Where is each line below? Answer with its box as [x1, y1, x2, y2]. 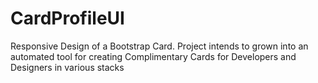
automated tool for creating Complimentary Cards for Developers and [10, 50, 297, 62]
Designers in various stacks [10, 61, 125, 73]
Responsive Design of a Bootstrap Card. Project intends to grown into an [10, 40, 309, 52]
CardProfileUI [10, 7, 125, 30]
